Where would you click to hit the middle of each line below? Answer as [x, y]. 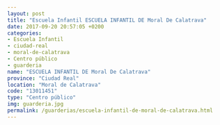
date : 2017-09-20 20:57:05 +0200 [56, 26]
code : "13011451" [32, 91]
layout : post [26, 14]
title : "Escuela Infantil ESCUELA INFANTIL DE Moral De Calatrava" [107, 20]
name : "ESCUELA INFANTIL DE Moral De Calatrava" [79, 72]
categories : [24, 33]
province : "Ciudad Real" [43, 78]
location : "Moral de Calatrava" [54, 85]
